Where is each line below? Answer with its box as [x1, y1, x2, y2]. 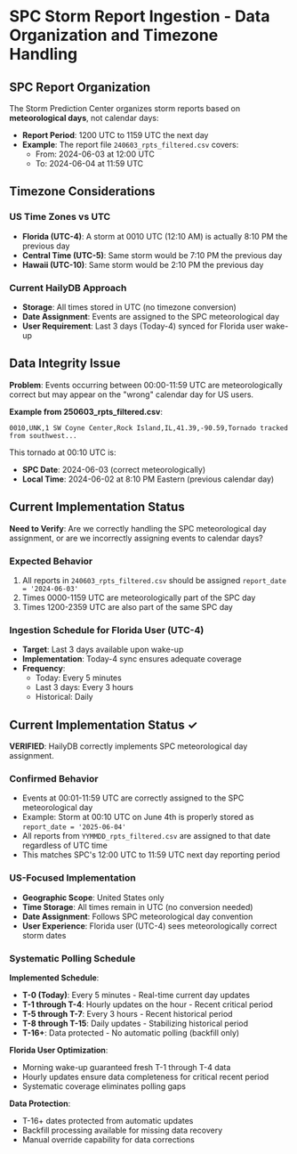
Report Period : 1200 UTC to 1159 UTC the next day [21, 130, 209, 140]
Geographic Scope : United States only [21, 892, 165, 903]
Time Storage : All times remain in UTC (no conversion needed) [21, 901, 253, 912]
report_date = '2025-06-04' [21, 823, 126, 832]
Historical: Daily [35, 692, 93, 703]
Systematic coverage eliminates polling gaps [21, 1080, 187, 1092]
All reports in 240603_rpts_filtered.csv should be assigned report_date [21, 574, 287, 585]
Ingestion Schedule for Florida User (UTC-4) [9, 623, 205, 636]
